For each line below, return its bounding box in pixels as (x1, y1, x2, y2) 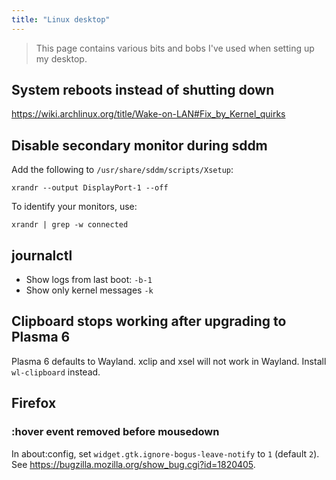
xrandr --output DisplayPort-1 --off (11, 183, 169, 193)
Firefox (11, 395, 57, 412)
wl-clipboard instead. (11, 366, 101, 378)
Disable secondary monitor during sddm (11, 137, 268, 154)
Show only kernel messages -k (25, 284, 154, 296)
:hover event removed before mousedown (11, 425, 220, 439)
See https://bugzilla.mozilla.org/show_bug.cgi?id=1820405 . (11, 458, 256, 470)
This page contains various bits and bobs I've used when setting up (35, 42, 315, 54)
